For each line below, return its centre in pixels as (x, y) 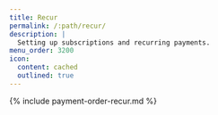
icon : (19, 59)
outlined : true (46, 76)
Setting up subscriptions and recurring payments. (114, 42)
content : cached (48, 68)
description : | (38, 34)
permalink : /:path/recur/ (57, 26)
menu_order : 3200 (42, 51)
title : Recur (34, 17)
